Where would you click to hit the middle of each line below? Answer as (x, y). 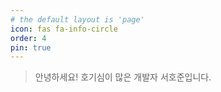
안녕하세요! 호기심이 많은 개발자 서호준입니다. (123, 77)
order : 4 (28, 38)
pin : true (31, 47)
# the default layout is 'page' (77, 19)
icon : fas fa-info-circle (64, 29)
